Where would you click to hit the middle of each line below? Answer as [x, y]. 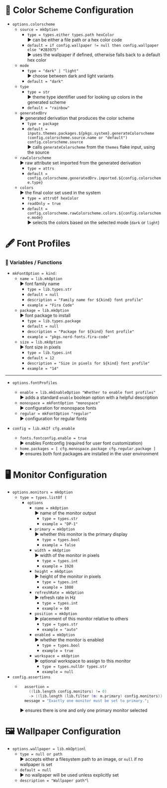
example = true [58, 651]
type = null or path [41, 754]
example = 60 [55, 609]
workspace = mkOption [57, 656]
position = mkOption [56, 614]
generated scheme [46, 102]
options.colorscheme [34, 24]
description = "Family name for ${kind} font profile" [85, 300]
